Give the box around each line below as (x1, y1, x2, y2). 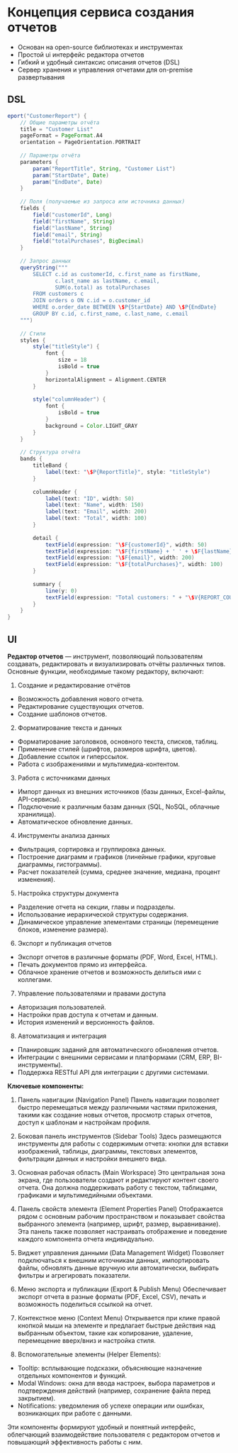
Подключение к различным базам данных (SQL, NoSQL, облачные (17, 802, 220, 811)
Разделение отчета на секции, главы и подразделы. (17, 902, 176, 911)
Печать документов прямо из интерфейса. (17, 960, 147, 968)
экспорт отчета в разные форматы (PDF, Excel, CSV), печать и (17, 1292, 207, 1300)
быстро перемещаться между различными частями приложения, (17, 1103, 217, 1111)
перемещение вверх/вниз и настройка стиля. (17, 1336, 156, 1344)
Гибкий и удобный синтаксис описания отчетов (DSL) (17, 57, 181, 66)
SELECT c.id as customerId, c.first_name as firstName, (33, 270, 201, 277)
